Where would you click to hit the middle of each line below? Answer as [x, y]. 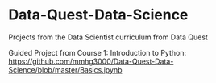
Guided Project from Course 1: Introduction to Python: [98, 52]
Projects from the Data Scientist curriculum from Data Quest [108, 37]
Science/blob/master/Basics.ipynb [65, 69]
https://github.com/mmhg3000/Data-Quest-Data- [91, 61]
